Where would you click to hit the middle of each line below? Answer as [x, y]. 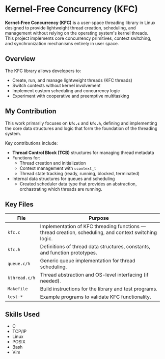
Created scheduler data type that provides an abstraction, [78, 184]
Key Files [19, 204]
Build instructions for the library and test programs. [99, 289]
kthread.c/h [22, 278]
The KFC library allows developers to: [43, 71]
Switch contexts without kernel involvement [56, 85]
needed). [51, 281]
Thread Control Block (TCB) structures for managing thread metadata [83, 153]
